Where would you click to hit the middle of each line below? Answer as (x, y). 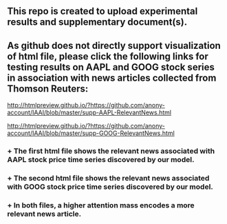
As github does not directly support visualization (114, 45)
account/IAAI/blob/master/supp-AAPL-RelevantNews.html (89, 112)
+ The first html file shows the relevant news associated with (111, 151)
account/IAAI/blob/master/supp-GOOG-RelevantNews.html (91, 133)
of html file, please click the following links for (108, 56)
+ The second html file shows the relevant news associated (108, 179)
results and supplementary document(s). (97, 22)
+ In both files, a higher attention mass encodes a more (101, 205)
